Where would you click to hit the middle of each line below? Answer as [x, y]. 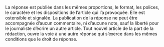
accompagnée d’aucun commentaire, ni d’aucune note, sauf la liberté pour [82, 23]
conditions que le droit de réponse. [41, 39]
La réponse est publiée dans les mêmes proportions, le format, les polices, [82, 7]
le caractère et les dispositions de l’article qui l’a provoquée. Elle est [75, 12]
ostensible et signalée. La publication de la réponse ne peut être [71, 18]
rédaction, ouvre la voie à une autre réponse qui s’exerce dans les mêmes [81, 34]
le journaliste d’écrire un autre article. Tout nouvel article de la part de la [79, 28]
